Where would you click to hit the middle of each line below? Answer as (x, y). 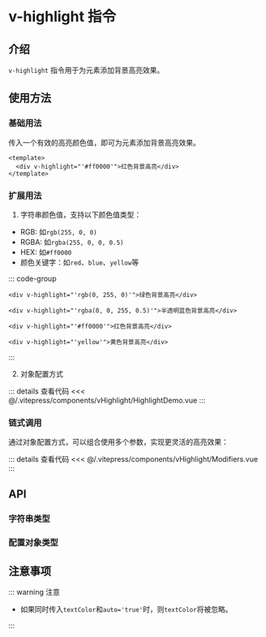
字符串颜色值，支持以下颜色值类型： (81, 214)
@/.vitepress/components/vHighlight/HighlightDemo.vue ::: (107, 400)
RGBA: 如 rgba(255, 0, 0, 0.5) (72, 242)
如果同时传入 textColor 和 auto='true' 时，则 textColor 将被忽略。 (126, 609)
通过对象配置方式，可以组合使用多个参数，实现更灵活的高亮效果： (118, 442)
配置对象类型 (34, 542)
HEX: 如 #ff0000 (46, 252)
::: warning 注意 (34, 592)
